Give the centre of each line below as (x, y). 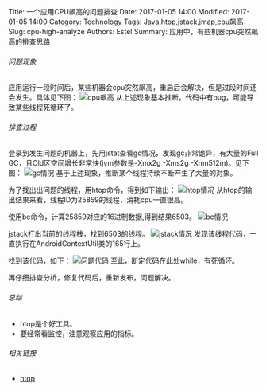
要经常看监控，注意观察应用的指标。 (79, 334)
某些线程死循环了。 (46, 108)
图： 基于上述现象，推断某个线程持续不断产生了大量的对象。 (123, 173)
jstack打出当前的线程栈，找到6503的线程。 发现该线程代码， (129, 234)
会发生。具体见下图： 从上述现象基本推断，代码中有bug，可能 (128, 97)
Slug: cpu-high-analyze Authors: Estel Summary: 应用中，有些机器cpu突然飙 (133, 31)
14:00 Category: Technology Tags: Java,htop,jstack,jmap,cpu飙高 (136, 22)
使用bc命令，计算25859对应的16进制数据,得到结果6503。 (102, 217)
